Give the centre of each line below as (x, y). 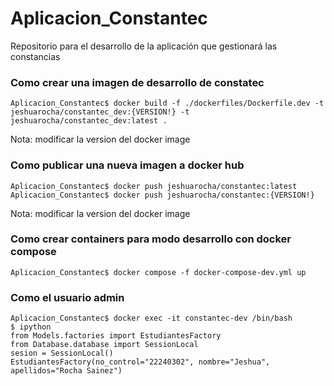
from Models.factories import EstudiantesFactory (116, 336)
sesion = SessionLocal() (62, 353)
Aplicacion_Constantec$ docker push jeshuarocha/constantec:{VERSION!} (162, 195)
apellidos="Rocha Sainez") (66, 371)
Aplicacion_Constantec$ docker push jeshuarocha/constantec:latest (154, 186)
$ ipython (31, 327)
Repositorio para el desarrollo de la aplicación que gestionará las (144, 46)
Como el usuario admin (67, 297)
